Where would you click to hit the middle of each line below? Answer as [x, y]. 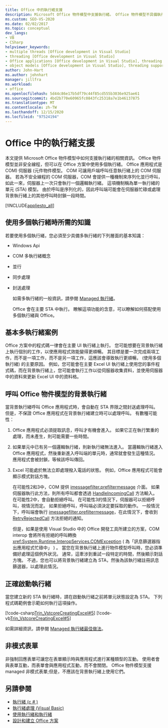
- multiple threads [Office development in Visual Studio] [68, 52]
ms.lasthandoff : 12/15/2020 [34, 112]
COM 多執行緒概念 [31, 256]
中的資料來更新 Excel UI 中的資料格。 [43, 377]
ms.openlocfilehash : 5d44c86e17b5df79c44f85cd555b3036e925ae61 [72, 94]
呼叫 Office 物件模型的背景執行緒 [56, 394]
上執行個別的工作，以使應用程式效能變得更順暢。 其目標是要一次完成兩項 [80, 352]
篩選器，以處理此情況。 [36, 566]
